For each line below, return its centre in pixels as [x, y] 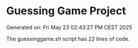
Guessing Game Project [66, 11]
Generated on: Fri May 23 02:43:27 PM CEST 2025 [69, 27]
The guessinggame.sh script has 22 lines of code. [68, 39]
